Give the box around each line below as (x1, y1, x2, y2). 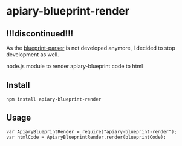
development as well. (6, 51, 59, 58)
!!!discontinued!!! (6, 28, 74, 39)
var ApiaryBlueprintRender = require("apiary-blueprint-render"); (6, 128, 177, 134)
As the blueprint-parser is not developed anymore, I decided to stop (6, 44, 175, 51)
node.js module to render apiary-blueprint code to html (6, 62, 143, 70)
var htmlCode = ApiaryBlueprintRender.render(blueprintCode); (6, 134, 166, 140)
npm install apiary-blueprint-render (6, 96, 102, 102)
